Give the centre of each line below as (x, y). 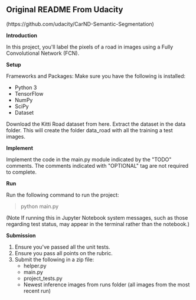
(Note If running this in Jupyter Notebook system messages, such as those (97, 217)
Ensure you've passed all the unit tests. (62, 247)
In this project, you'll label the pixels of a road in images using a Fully (90, 47)
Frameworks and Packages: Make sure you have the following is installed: (96, 76)
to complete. (22, 172)
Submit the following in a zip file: (54, 259)
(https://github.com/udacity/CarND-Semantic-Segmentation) (80, 24)
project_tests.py (43, 278)
